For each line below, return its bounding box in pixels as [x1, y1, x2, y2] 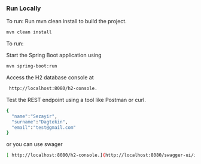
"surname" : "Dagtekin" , [11, 119, 68, 125]
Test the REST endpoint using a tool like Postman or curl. [6, 96, 147, 103]
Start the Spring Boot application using [6, 52, 102, 59]
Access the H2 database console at [6, 74, 94, 81]
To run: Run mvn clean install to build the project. [6, 18, 127, 25]
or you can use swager [6, 141, 63, 148]
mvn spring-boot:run [6, 63, 58, 69]
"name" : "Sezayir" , [11, 113, 58, 119]
